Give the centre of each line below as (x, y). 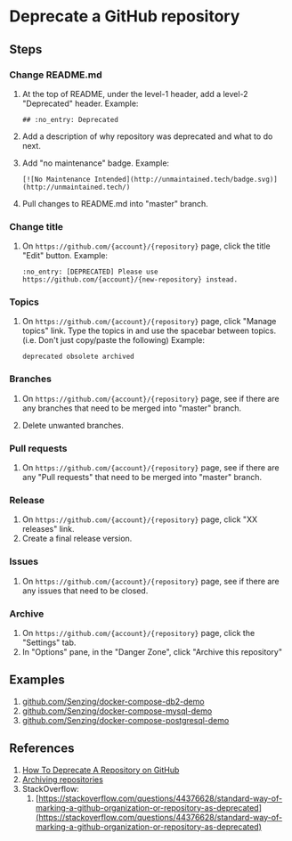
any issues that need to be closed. (85, 591)
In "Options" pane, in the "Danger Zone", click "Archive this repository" (152, 651)
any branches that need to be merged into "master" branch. (132, 408)
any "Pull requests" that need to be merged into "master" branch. (142, 478)
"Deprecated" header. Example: (80, 103)
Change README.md (56, 75)
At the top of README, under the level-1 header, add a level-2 (135, 94)
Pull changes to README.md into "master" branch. (115, 203)
